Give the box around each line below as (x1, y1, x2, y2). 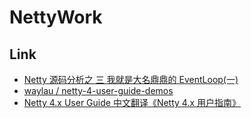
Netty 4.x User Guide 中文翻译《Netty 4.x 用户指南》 (23, 97, 242, 108)
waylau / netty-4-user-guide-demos (23, 85, 174, 96)
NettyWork (9, 6, 103, 29)
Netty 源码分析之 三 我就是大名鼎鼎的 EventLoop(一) (23, 74, 239, 85)
